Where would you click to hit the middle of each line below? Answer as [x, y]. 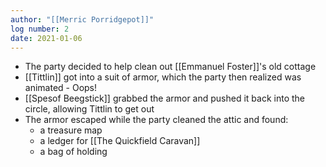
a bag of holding [73, 152]
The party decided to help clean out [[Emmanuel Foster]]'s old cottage [170, 67]
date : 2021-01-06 [46, 38]
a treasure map [71, 130]
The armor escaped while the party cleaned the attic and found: [156, 120]
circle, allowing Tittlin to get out [89, 109]
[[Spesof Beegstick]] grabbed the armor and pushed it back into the [164, 98]
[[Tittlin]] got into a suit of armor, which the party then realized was [163, 77]
